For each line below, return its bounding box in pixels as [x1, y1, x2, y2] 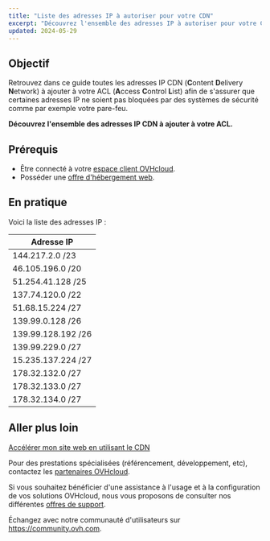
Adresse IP [31, 236, 74, 247]
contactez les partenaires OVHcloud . [8, 466, 130, 476]
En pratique [8, 196, 67, 209]
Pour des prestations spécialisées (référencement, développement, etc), [8, 458, 247, 468]
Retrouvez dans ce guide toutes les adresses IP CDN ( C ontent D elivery [8, 78, 243, 88]
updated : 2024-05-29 [8, 27, 78, 35]
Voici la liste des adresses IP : [8, 217, 107, 226]
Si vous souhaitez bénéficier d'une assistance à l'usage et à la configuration [8, 482, 260, 492]
